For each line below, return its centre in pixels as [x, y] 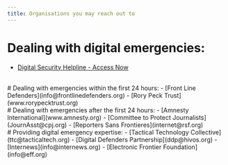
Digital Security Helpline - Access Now [73, 67]
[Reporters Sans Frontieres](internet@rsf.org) [138, 125]
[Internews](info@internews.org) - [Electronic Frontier [84, 147]
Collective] [206, 132]
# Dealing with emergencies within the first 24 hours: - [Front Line [102, 88]
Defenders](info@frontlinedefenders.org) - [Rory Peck [85, 95]
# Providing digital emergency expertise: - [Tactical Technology [98, 132]
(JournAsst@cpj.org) [37, 125]
